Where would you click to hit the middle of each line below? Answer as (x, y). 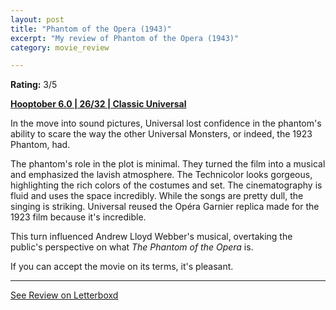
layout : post (37, 19)
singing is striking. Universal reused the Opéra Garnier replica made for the (165, 207)
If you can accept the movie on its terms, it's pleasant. (122, 267)
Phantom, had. (40, 145)
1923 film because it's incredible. (78, 217)
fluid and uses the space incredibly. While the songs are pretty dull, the (157, 196)
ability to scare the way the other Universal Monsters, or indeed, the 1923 (161, 134)
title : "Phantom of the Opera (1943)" (91, 29)
